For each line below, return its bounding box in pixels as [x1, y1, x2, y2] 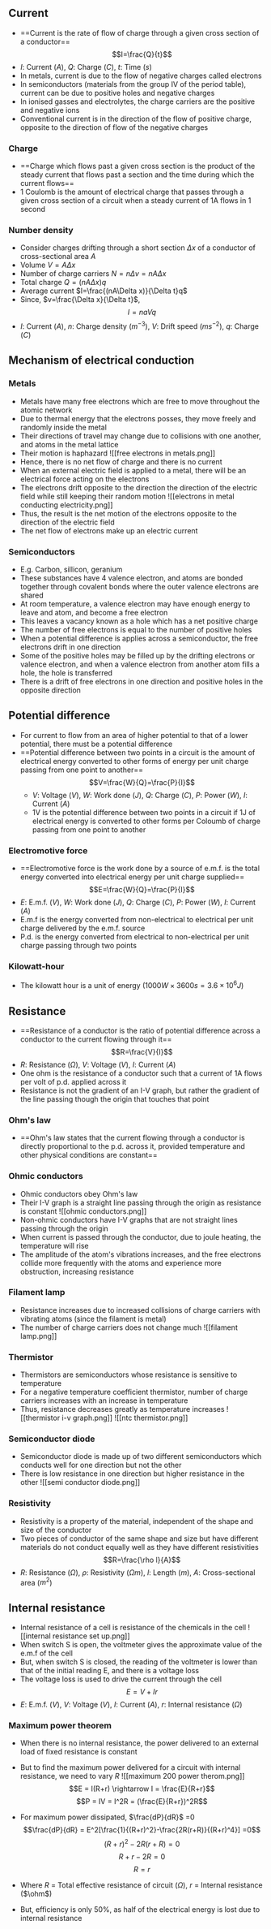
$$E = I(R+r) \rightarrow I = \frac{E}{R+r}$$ [68, 1784, 216, 1793]
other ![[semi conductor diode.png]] [19, 1478, 141, 1487]
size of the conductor [19, 1525, 92, 1534]
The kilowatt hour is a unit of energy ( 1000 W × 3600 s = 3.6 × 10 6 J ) [19, 979, 244, 990]
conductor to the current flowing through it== [19, 1034, 172, 1044]
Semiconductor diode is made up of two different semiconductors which [19, 1452, 262, 1461]
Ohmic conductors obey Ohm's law [19, 1189, 138, 1198]
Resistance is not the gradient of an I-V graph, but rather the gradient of [19, 1085, 260, 1095]
